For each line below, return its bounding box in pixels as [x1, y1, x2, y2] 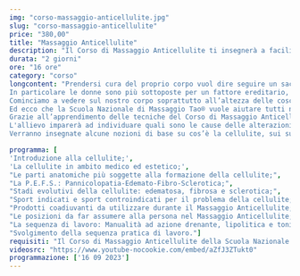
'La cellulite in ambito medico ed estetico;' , [9, 162, 190, 171]
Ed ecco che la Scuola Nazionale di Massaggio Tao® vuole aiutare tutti [9, 105, 286, 113]
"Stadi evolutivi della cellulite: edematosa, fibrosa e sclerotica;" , [9, 187, 281, 197]
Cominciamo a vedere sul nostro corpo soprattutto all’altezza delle [9, 96, 274, 105]
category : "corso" [9, 71, 78, 80]
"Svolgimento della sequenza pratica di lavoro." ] [9, 229, 202, 238]
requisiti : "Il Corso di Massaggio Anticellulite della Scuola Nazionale [9, 237, 290, 246]
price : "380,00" [9, 29, 70, 38]
